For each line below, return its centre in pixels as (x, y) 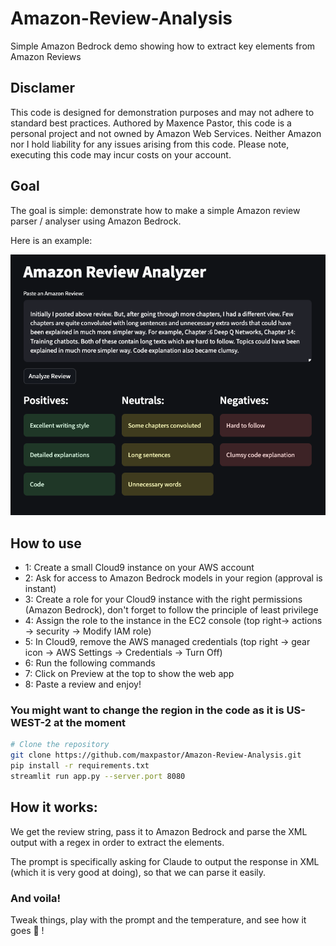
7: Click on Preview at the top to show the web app (129, 673)
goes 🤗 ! (27, 930)
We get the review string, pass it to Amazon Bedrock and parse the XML (159, 831)
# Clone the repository (60, 745)
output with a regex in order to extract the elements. (117, 842)
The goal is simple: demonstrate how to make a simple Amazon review (155, 210)
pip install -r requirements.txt (80, 766)
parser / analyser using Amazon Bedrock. (96, 221)
